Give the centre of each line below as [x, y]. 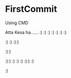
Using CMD [17, 23]
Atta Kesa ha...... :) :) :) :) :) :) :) [36, 32]
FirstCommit [31, 9]
